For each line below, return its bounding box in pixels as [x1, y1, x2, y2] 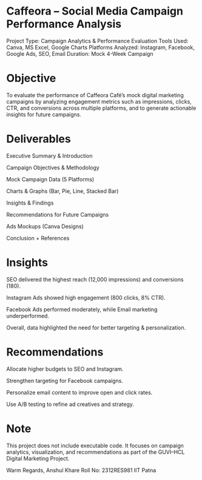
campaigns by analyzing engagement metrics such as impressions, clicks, [6, 98, 192, 105]
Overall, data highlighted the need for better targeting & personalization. [6, 323, 186, 331]
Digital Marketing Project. [6, 455, 70, 462]
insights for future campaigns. [6, 110, 82, 118]
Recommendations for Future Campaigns [6, 211, 109, 218]
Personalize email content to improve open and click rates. [6, 388, 153, 396]
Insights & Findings [6, 199, 54, 206]
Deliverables [6, 132, 71, 146]
